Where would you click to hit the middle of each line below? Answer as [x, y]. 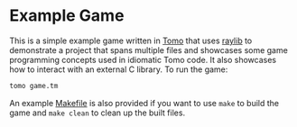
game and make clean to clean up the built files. [97, 113]
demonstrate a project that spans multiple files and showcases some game [149, 50]
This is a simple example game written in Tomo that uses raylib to [131, 41]
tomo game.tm [34, 86]
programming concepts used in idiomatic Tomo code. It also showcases [143, 59]
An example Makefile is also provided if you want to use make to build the [144, 103]
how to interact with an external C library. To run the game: [119, 69]
